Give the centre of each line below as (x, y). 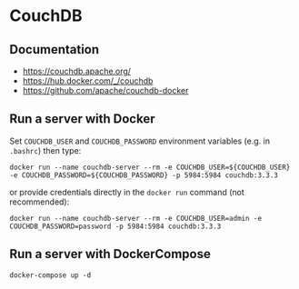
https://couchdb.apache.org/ (77, 71)
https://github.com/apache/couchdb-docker (105, 90)
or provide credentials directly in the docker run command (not (127, 192)
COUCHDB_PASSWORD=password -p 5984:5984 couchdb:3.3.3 (115, 226)
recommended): (40, 202)
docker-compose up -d (50, 275)
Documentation (55, 50)
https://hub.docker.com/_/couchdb (88, 81)
